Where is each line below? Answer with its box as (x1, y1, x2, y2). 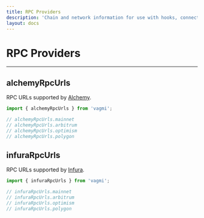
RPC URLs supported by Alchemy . (6, 94, 92, 101)
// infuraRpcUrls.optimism (6, 200, 75, 206)
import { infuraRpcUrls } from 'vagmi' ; (6, 178, 110, 184)
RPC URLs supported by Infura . (6, 166, 85, 173)
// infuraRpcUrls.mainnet (6, 189, 72, 195)
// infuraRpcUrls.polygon (6, 205, 72, 212)
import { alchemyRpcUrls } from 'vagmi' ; (6, 105, 113, 112)
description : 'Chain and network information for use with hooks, (6, 15, 178, 21)
